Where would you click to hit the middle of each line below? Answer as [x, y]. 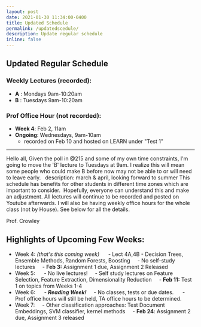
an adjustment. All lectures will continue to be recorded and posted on [93, 196]
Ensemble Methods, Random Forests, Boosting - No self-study [95, 260]
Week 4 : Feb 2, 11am [40, 129]
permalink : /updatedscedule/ [42, 28]
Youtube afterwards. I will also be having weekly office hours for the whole [98, 203]
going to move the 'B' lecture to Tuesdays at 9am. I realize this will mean [95, 164]
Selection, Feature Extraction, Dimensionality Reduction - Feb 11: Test [103, 279]
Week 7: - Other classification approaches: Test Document [90, 305]
